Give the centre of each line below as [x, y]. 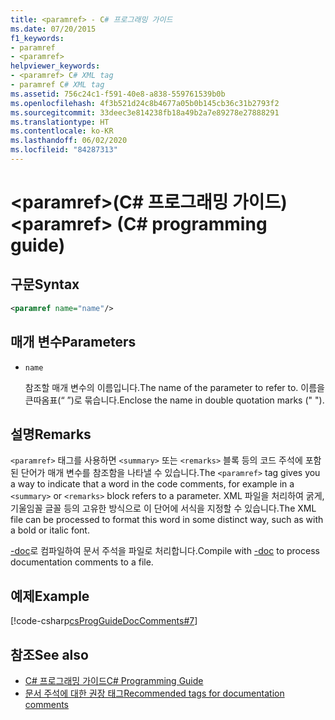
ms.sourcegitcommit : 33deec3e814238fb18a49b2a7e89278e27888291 [145, 112]
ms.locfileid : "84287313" [64, 150]
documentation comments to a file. [82, 562]
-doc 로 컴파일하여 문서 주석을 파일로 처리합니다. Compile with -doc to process [165, 551]
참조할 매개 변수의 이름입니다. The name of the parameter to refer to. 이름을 [174, 387]
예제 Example [50, 596]
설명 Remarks [51, 434]
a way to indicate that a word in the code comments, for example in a [152, 484]
